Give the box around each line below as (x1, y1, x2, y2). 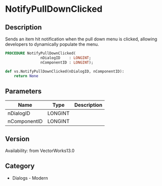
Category (5, 162, 35, 170)
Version (5, 134, 30, 143)
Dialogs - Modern (12, 175, 48, 181)
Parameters (5, 87, 42, 95)
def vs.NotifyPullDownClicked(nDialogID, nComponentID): (5, 69, 125, 74)
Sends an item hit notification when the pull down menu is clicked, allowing (5, 36, 158, 42)
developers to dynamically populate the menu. (5, 41, 99, 47)
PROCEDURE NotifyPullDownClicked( (5, 51, 76, 56)
